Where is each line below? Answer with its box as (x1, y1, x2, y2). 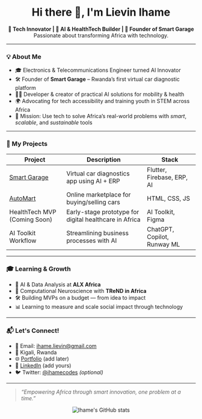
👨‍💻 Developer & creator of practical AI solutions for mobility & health (14, 90, 185, 98)
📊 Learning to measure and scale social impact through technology (14, 303, 183, 310)
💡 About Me (6, 52, 41, 61)
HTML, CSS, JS (147, 194, 191, 203)
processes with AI (66, 236, 117, 245)
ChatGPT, (147, 225, 174, 233)
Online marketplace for (66, 190, 131, 198)
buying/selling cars (66, 198, 120, 206)
